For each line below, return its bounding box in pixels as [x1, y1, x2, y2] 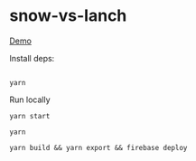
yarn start [9, 111, 51, 120]
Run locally [9, 94, 51, 105]
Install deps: [9, 52, 55, 63]
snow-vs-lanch [9, 5, 127, 26]
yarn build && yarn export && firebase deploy [9, 143, 188, 152]
